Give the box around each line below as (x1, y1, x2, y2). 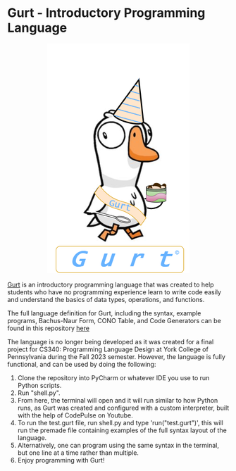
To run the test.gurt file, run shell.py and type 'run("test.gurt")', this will (17, 418, 223, 427)
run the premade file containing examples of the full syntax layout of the (17, 426, 227, 434)
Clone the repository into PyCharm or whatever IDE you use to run (17, 373, 210, 382)
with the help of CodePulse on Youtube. (17, 410, 134, 420)
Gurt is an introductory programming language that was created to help (7, 280, 214, 289)
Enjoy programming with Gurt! (17, 456, 105, 464)
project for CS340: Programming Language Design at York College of (7, 345, 209, 353)
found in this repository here (7, 324, 90, 332)
